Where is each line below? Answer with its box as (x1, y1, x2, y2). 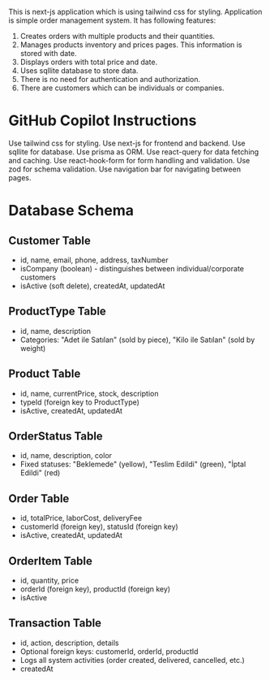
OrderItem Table (8, 554, 93, 568)
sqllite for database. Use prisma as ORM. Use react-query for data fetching (8, 146, 259, 157)
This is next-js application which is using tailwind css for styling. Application (8, 7, 263, 16)
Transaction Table (8, 617, 102, 630)
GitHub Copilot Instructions (8, 111, 197, 130)
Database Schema (8, 201, 135, 220)
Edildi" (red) (19, 468, 61, 478)
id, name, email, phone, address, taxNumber (19, 255, 169, 265)
